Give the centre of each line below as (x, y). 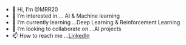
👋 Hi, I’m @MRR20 (35, 9)
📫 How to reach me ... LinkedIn (51, 36)
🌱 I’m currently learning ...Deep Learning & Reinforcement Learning (96, 22)
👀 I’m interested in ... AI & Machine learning (66, 16)
